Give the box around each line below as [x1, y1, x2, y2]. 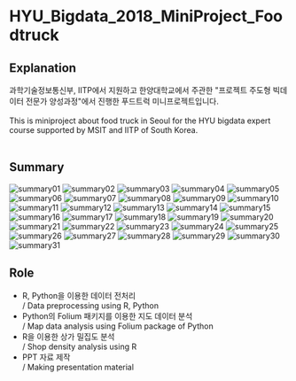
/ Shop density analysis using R [21, 341, 137, 352]
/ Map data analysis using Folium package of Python [21, 321, 214, 331]
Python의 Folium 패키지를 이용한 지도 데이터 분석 [21, 310, 193, 321]
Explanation [9, 60, 77, 75]
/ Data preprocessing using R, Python [21, 299, 160, 311]
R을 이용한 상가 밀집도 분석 [21, 330, 115, 342]
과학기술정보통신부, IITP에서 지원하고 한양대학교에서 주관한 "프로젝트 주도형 [9, 85, 271, 95]
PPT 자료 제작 [21, 352, 71, 362]
